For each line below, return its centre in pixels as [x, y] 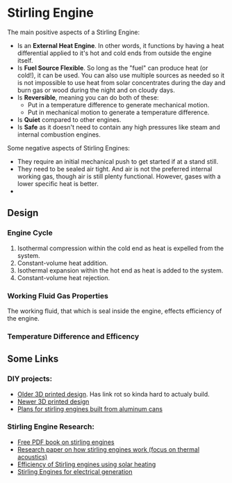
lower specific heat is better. [58, 183]
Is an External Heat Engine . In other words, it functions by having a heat [121, 45]
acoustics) [32, 457]
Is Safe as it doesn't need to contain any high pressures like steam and [118, 127]
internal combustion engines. [59, 135]
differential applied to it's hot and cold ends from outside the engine [114, 53]
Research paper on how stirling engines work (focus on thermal [108, 449]
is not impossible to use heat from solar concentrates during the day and [121, 82]
